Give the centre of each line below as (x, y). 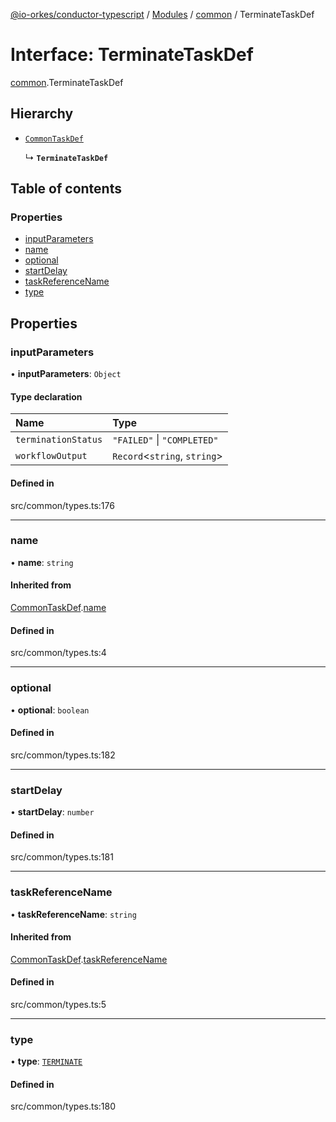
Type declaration (46, 396)
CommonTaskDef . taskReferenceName (89, 959)
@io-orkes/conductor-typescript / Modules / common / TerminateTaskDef (162, 14)
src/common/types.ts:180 (63, 1106)
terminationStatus (59, 440)
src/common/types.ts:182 (63, 755)
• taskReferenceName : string (73, 914)
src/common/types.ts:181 (62, 857)
